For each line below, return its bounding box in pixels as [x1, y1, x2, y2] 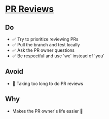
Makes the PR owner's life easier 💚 [12, 108, 83, 114]
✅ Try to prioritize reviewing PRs [12, 36, 79, 42]
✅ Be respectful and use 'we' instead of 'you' [12, 53, 105, 59]
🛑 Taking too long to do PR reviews [12, 80, 83, 86]
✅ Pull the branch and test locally [12, 42, 80, 47]
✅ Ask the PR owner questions [12, 47, 75, 53]
